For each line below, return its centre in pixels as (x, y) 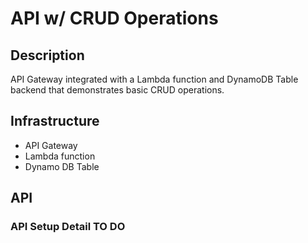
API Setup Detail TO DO (68, 227)
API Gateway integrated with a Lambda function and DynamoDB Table (154, 79)
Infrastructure (55, 121)
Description (47, 55)
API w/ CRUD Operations (114, 18)
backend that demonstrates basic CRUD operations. (117, 90)
